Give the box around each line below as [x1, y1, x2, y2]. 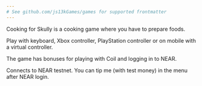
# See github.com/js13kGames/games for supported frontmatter [6, 8, 167, 15]
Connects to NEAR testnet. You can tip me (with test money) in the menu [6, 67, 188, 74]
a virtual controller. [6, 43, 53, 51]
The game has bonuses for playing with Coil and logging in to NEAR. [6, 55, 177, 62]
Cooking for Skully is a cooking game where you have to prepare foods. [6, 25, 186, 32]
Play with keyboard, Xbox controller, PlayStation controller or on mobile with [6, 37, 196, 44]
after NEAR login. [6, 73, 50, 80]
